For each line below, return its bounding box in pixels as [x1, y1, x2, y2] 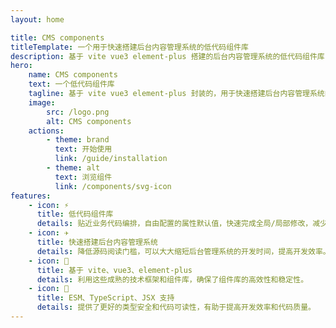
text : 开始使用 [54, 144, 113, 155]
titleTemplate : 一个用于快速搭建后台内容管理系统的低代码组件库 [10, 42, 249, 52]
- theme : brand [46, 135, 110, 145]
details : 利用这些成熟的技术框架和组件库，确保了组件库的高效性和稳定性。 [36, 274, 309, 285]
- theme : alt [46, 163, 101, 173]
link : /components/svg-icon [54, 181, 172, 191]
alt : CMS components [46, 116, 132, 126]
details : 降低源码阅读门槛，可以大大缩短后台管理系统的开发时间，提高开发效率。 [36, 246, 331, 256]
